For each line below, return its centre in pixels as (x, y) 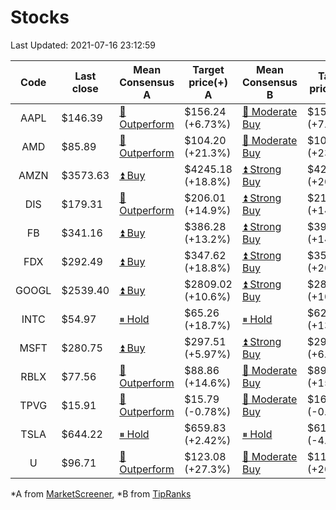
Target (208, 69)
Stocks (40, 17)
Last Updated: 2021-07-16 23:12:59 (83, 45)
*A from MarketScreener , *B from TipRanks (101, 493)
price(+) (208, 82)
